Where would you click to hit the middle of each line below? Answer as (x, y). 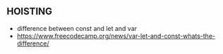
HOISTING (30, 12)
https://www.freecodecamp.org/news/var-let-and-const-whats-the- (116, 36)
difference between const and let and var (77, 28)
